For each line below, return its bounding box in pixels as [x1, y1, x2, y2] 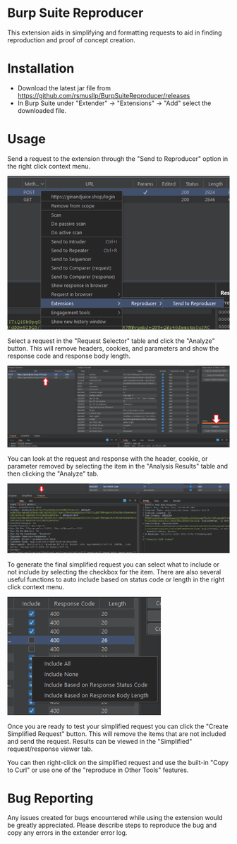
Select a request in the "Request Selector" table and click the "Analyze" [7, 337, 215, 345]
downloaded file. [17, 106, 67, 114]
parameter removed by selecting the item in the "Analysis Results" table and [7, 462, 228, 470]
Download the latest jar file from [17, 83, 111, 92]
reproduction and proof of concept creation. [7, 35, 136, 44]
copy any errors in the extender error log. [7, 828, 128, 837]
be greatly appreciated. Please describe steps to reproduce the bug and [7, 821, 217, 830]
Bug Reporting [7, 790, 94, 806]
